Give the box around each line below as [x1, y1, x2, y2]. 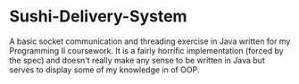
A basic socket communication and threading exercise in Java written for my [9, 36, 291, 46]
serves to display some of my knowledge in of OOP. [9, 64, 200, 75]
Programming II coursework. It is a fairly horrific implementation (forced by [9, 45, 284, 55]
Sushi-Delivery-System [9, 6, 187, 27]
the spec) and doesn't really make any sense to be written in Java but [9, 55, 265, 65]
